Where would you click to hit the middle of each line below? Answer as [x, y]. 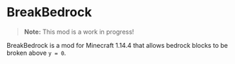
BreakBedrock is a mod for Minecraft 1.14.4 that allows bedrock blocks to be [117, 45]
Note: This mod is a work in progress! [79, 32]
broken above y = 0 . [36, 53]
